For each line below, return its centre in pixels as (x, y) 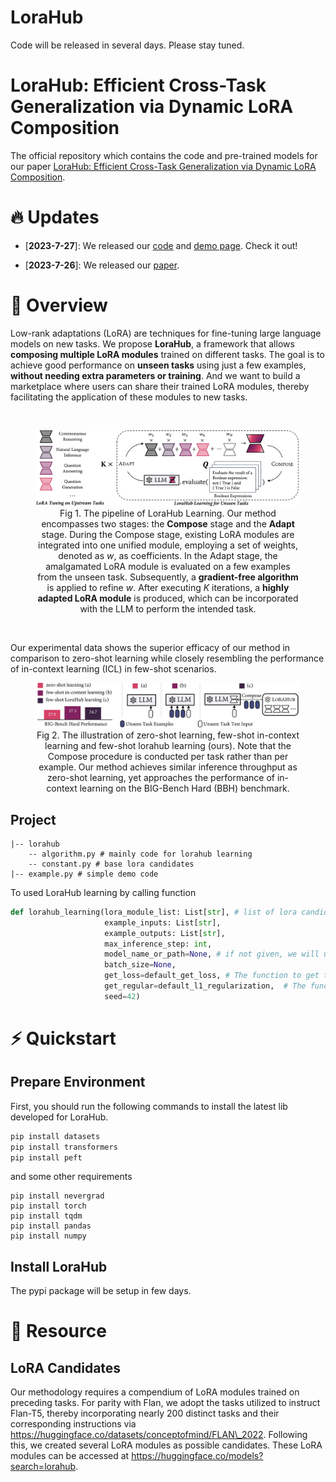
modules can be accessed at (70, 1456)
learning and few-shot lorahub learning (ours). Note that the (168, 746)
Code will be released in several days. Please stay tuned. (127, 45)
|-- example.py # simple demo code (84, 874)
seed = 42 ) (122, 996)
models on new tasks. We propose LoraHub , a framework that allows (152, 343)
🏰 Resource (58, 1331)
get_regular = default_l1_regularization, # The (205, 986)
